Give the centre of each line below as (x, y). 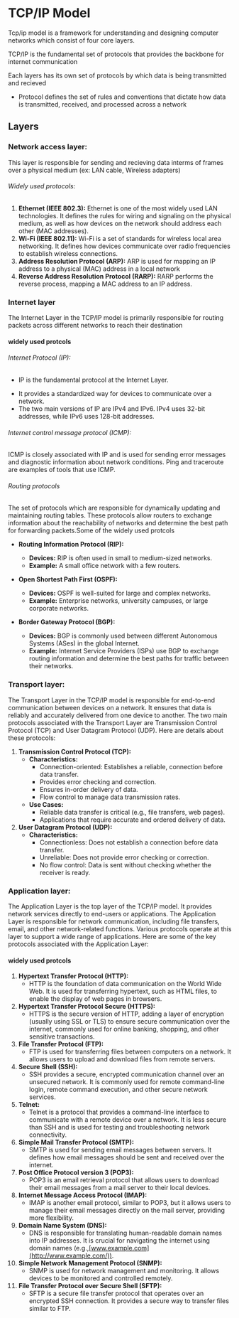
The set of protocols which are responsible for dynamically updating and (114, 508)
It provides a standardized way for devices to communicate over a (115, 393)
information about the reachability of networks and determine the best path (118, 523)
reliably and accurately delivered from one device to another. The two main (118, 715)
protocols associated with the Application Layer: (78, 944)
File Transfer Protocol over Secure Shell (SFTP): (90, 1286)
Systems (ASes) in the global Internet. (84, 643)
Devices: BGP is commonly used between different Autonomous (123, 636)
